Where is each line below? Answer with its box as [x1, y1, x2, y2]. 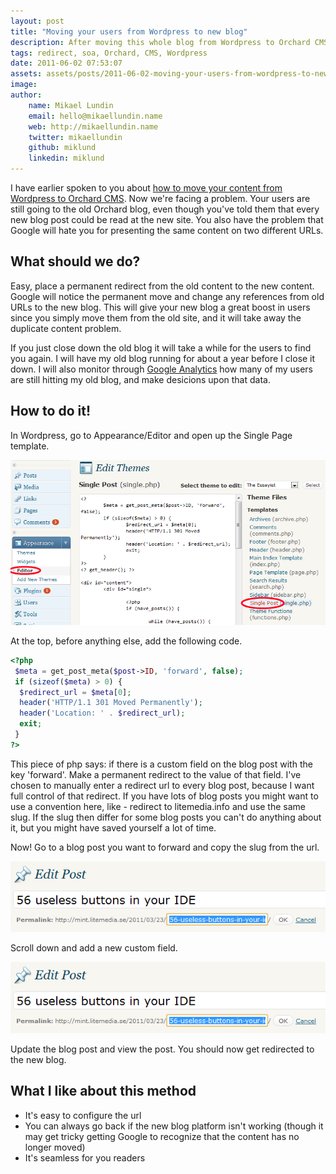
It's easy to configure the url [24, 1109, 142, 1121]
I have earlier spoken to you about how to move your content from [10, 182, 283, 194]
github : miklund [28, 143, 97, 153]
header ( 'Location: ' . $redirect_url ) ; [19, 708, 186, 719]
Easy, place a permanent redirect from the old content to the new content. [10, 280, 315, 292]
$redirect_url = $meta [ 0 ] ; [19, 687, 132, 697]
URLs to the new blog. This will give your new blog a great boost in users [10, 301, 311, 313]
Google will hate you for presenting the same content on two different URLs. [10, 225, 324, 236]
